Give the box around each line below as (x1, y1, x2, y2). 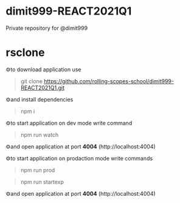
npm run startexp (20, 178, 64, 185)
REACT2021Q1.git (20, 84, 65, 91)
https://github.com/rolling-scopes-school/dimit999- (44, 77, 175, 84)
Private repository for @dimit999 (5, 24, 88, 32)
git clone (20, 77, 43, 84)
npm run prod (20, 166, 55, 174)
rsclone (5, 46, 45, 60)
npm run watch (20, 131, 59, 138)
